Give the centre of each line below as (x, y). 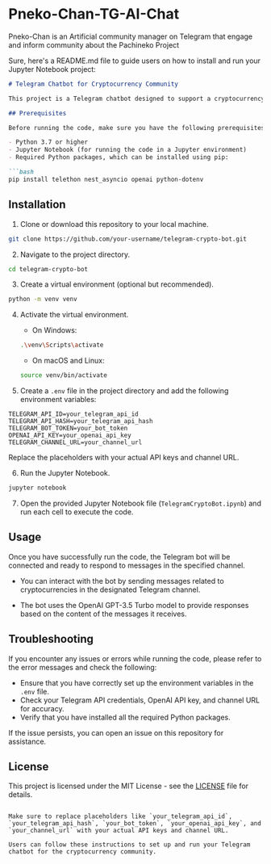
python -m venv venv (43, 300)
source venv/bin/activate (63, 375)
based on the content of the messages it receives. (103, 614)
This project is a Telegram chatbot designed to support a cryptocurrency (137, 99)
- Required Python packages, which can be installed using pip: (119, 157)
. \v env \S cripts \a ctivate (62, 345)
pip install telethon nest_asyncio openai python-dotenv (106, 179)
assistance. (27, 741)
